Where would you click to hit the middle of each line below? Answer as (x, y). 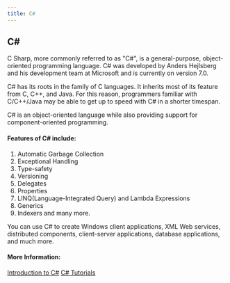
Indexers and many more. (54, 213)
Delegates (32, 183)
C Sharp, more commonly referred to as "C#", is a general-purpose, (104, 58)
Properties (32, 191)
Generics (30, 205)
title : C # (22, 14)
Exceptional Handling (48, 161)
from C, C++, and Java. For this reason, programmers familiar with (102, 94)
